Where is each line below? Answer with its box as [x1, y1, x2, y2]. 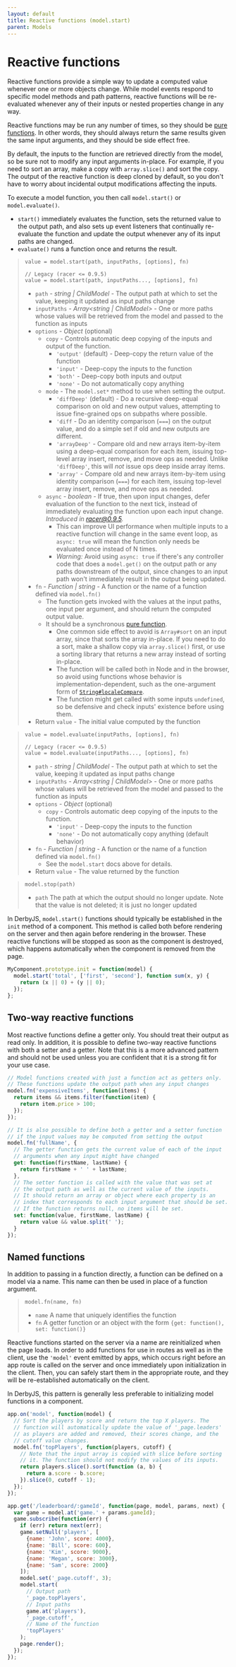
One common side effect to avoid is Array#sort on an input [56, 627, 227, 636]
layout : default [7, 10, 55, 18]
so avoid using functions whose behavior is [56, 672, 182, 681]
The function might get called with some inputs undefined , [56, 695, 225, 703]
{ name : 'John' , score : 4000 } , [25, 1536, 115, 1543]
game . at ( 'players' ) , [25, 1608, 87, 1615]
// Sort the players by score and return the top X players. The [13, 1417, 210, 1425]
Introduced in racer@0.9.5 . [45, 515, 124, 523]
